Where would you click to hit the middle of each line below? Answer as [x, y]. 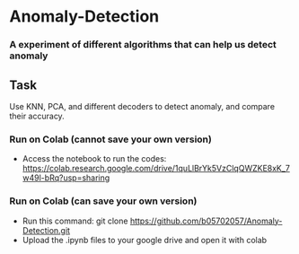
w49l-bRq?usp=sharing [66, 178]
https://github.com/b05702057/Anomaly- [206, 221]
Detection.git [46, 230]
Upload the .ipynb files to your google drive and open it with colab [145, 240]
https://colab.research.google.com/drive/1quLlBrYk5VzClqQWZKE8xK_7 [156, 169]
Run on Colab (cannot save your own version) [111, 139]
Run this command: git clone [75, 221]
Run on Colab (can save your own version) [103, 201]
